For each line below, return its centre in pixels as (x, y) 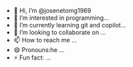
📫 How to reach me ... (45, 40)
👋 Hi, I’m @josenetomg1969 (52, 11)
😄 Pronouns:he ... (39, 50)
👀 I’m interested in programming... (61, 18)
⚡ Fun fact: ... (32, 57)
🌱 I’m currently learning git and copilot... (70, 25)
